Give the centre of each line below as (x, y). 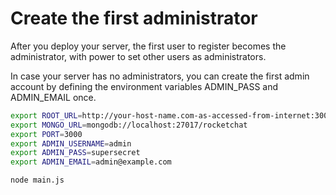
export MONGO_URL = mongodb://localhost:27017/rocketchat (129, 125)
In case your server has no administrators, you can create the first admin (160, 76)
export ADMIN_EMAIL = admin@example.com (91, 162)
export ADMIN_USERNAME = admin (71, 143)
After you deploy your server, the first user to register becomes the (148, 46)
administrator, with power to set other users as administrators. (138, 56)
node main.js (37, 180)
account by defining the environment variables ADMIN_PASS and (144, 86)
